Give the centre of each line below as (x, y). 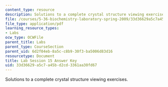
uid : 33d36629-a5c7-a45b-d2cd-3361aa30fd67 (51, 65)
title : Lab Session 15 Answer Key (41, 61)
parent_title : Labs (25, 42)
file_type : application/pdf (34, 24)
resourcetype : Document (30, 56)
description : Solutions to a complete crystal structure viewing (74, 14)
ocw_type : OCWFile (24, 38)
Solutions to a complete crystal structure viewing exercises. (67, 80)
